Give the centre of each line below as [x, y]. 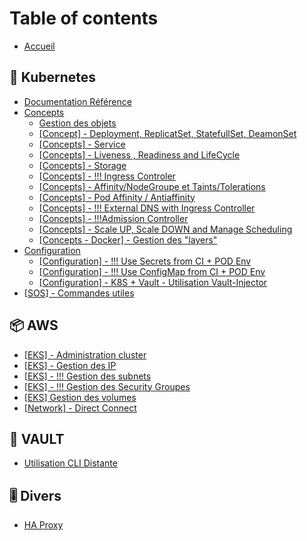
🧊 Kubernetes [53, 77]
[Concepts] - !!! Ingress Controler [107, 176]
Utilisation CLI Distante [70, 463]
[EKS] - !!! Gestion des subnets [87, 376]
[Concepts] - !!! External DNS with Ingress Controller [147, 208]
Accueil [39, 46]
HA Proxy [43, 525]
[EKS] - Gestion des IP [70, 365]
